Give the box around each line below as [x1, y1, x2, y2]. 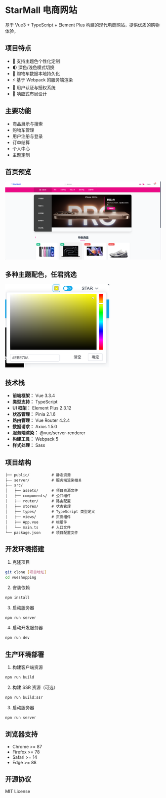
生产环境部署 [5, 650, 44, 659]
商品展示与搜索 [12, 121, 43, 127]
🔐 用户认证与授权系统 [12, 84, 56, 90]
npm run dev [5, 635, 30, 640]
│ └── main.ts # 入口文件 [5, 525, 71, 530]
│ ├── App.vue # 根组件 [5, 520, 68, 525]
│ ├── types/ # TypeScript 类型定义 [5, 509, 95, 514]
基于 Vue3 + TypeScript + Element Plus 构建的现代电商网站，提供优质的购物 [5, 22, 160, 28]
